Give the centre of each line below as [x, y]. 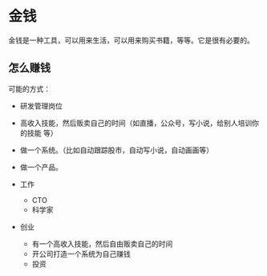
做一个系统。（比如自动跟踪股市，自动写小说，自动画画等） [117, 150]
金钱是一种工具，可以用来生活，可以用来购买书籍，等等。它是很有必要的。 [131, 40]
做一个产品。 [41, 167]
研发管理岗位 [41, 106]
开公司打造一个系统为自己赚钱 [81, 254]
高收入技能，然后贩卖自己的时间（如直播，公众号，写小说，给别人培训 [136, 123]
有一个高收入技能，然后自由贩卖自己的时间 [102, 244]
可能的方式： [29, 88]
